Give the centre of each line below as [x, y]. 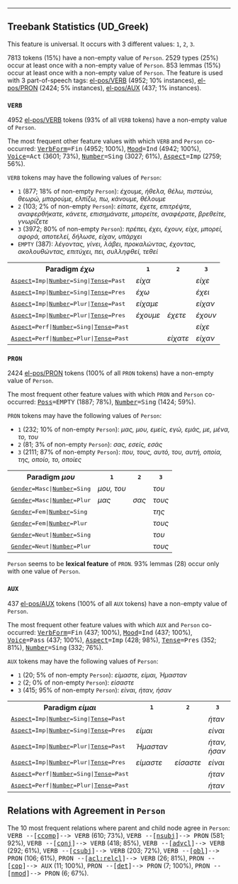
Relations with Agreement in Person [86, 811]
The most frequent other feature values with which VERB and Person [105, 141]
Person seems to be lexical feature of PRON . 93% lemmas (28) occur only [113, 564]
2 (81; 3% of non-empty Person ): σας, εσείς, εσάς [90, 445]
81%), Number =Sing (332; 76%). [56, 647]
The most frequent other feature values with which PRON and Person [105, 394]
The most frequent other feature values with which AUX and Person [104, 624]
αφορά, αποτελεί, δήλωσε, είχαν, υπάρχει [80, 237]
